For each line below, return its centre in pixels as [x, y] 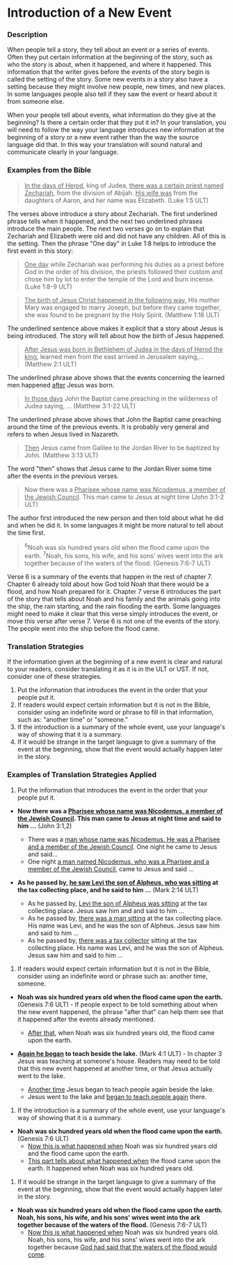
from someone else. [36, 102]
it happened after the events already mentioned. [86, 1019]
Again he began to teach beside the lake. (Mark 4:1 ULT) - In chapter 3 [120, 1053]
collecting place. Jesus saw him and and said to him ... [106, 910]
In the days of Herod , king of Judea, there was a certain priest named [124, 185]
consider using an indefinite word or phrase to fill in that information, [115, 712]
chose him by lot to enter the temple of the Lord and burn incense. [119, 279]
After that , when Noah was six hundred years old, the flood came [121, 1032]
